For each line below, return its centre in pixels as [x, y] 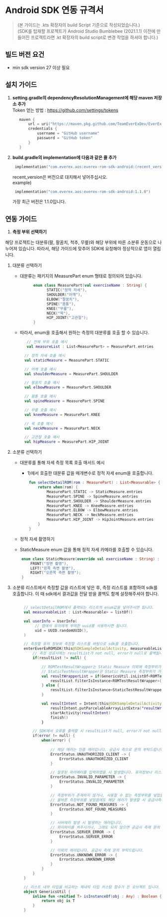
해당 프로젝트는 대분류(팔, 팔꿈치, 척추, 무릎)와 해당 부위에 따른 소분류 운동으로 [81, 242]
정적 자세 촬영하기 [37, 539]
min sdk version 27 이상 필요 [41, 67]
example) [22, 183]
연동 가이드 [21, 219]
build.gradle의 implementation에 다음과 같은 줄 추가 [64, 157]
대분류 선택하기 [27, 265]
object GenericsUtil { [47, 892]
